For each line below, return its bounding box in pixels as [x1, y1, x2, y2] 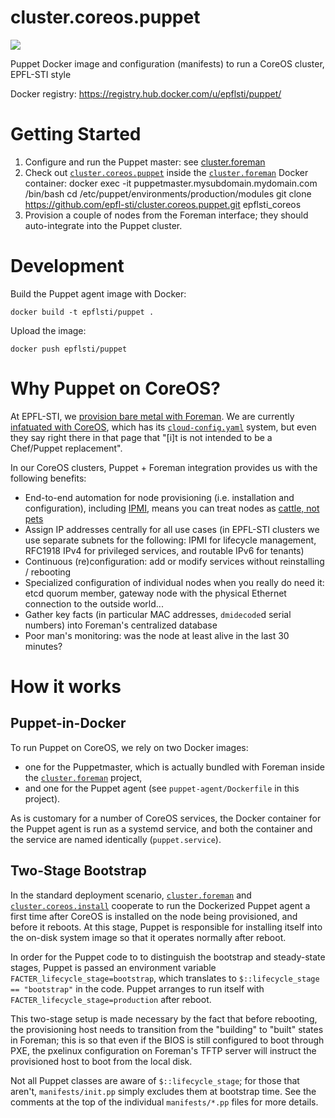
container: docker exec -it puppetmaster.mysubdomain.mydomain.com [24, 177, 318, 189]
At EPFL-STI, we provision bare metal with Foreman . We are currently [10, 410, 295, 422]
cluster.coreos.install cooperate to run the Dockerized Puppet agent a [10, 899, 311, 911]
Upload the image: [10, 324, 87, 336]
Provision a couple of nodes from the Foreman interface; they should [24, 209, 309, 221]
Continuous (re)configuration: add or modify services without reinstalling [24, 555, 325, 567]
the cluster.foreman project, [24, 771, 143, 783]
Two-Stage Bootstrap [10, 862, 147, 880]
